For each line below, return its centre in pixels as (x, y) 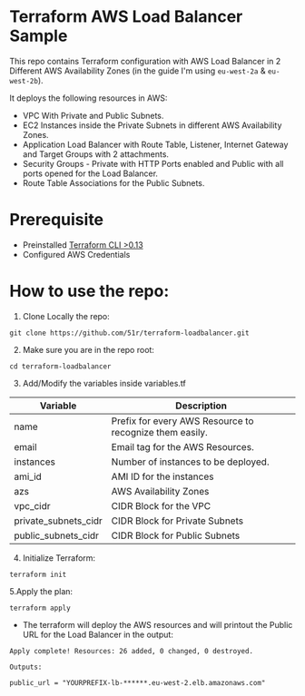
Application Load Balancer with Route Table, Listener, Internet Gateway (155, 144)
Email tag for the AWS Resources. (182, 446)
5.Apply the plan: (41, 591)
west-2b (24, 81)
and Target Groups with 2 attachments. (96, 154)
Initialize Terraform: (59, 558)
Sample (39, 36)
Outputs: (26, 667)
